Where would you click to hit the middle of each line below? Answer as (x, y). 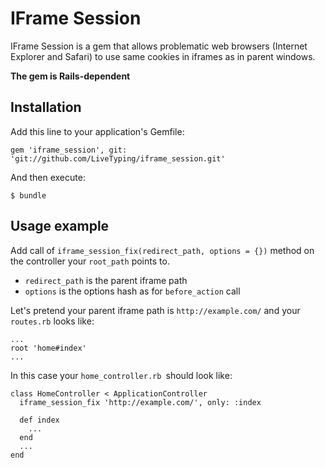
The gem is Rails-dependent (70, 76)
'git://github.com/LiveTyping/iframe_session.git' (118, 158)
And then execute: (48, 177)
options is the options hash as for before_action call (132, 291)
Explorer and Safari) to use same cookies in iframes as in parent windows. (163, 56)
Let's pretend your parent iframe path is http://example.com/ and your (155, 310)
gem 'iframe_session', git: (69, 150)
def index (39, 420)
